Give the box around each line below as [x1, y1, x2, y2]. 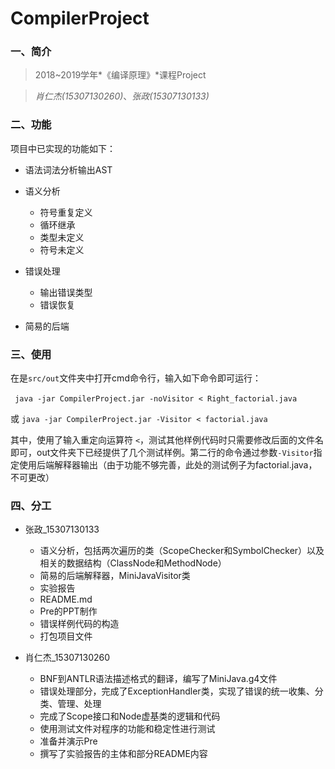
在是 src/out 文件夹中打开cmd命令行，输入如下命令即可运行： [10, 372, 262, 384]
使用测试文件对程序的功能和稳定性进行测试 [39, 723, 216, 735]
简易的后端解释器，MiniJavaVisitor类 [39, 570, 191, 582]
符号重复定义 [39, 206, 93, 218]
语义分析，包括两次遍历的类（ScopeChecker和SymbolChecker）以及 [39, 545, 325, 557]
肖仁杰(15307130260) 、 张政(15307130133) [34, 90, 210, 102]
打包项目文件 [39, 630, 93, 642]
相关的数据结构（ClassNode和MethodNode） [39, 557, 227, 569]
